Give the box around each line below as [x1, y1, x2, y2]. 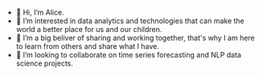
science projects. [15, 58, 74, 68]
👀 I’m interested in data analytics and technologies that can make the [15, 16, 245, 26]
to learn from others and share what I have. [15, 42, 159, 51]
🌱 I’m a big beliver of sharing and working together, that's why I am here [15, 33, 255, 42]
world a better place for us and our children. [15, 25, 162, 34]
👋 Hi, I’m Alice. [15, 8, 64, 17]
